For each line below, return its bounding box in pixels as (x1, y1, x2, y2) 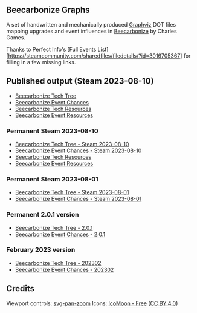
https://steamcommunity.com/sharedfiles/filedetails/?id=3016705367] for (8, 52, 191, 59)
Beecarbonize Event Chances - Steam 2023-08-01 (15, 195, 142, 203)
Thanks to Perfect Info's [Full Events (6, 45, 97, 53)
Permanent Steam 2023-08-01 (6, 175, 98, 183)
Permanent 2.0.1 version (6, 210, 79, 219)
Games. (6, 33, 26, 41)
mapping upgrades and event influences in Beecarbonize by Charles (6, 27, 177, 35)
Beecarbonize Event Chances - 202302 (15, 266, 114, 273)
